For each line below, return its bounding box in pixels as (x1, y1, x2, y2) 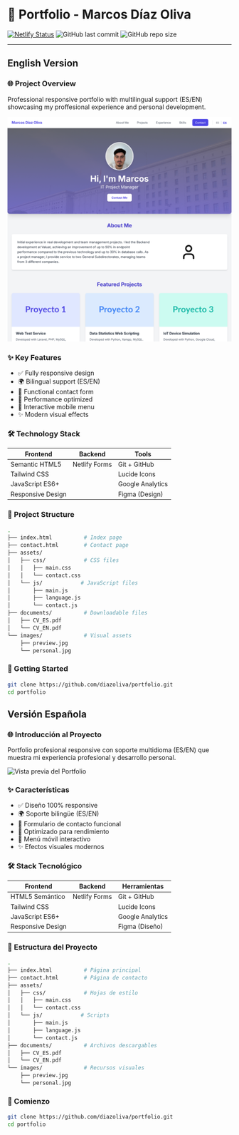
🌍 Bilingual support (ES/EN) (17, 377, 101, 386)
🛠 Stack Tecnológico (7, 861, 83, 871)
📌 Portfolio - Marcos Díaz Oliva (7, 6, 192, 23)
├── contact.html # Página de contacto (7, 974, 148, 981)
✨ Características (7, 785, 70, 795)
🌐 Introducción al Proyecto (7, 729, 102, 739)
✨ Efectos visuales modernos (17, 843, 105, 851)
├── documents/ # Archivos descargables (7, 1042, 158, 1049)
